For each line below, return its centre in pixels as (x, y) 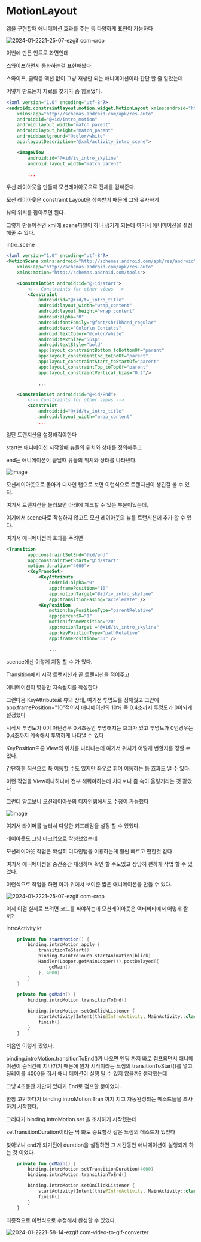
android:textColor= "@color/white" (81, 334)
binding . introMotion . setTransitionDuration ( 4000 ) (91, 1169)
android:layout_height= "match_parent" (65, 130)
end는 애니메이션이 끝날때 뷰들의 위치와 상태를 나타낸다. (71, 460)
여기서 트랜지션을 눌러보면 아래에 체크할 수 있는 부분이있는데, (77, 504)
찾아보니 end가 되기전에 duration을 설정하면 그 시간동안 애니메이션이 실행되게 (97, 1145)
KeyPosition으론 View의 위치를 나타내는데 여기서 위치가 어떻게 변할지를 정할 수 (98, 748)
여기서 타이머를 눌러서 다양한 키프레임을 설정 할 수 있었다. (73, 825)
